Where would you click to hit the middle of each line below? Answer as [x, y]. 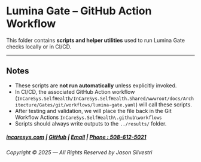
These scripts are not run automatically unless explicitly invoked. [96, 85]
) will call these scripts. [164, 104]
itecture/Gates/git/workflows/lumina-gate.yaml [75, 105]
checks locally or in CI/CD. [39, 47]
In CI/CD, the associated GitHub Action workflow [75, 91]
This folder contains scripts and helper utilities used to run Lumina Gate [96, 40]
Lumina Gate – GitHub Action [79, 11]
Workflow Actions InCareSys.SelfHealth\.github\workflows [89, 117]
